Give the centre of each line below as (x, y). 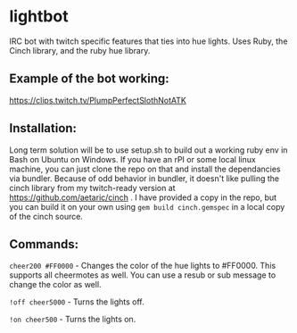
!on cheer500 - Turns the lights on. (73, 320)
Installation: (43, 128)
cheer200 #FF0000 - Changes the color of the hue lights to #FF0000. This (143, 266)
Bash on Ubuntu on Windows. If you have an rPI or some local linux (132, 159)
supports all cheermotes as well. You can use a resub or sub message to (143, 275)
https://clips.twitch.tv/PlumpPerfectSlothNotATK (98, 100)
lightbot (39, 17)
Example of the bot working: (89, 79)
